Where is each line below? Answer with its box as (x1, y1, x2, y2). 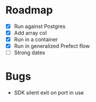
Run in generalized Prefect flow (13, 43, 90, 50)
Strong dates (13, 49, 45, 56)
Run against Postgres (13, 23, 66, 30)
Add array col (13, 30, 47, 36)
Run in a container (13, 36, 58, 43)
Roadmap (5, 3, 53, 17)
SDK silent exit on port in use (13, 89, 84, 96)
